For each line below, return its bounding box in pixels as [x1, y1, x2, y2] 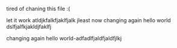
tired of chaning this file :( [6, 5, 71, 12]
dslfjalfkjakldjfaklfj [6, 23, 51, 30]
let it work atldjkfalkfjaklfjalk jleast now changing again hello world [6, 17, 171, 23]
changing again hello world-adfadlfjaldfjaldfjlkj [6, 35, 122, 41]
